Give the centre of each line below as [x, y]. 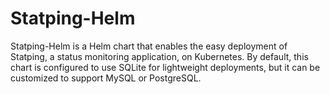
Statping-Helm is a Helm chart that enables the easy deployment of [149, 46]
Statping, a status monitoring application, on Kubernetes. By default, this [159, 56]
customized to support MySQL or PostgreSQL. [106, 78]
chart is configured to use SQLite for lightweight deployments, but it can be [165, 67]
